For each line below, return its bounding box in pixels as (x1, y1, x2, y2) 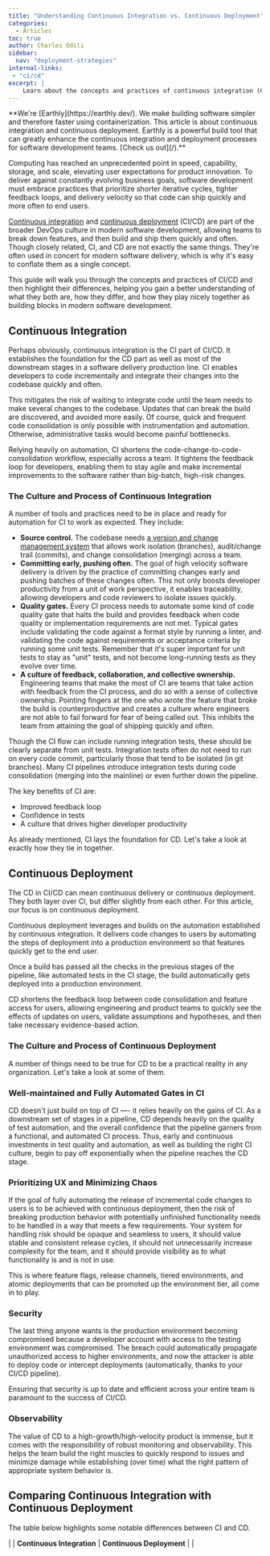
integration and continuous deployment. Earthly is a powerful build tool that (8, 126, 258, 135)
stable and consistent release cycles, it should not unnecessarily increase (8, 1238, 252, 1248)
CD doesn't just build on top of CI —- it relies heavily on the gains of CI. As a (8, 1105, 261, 1115)
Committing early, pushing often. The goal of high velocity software (19, 558, 248, 568)
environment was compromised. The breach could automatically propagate (8, 1343, 257, 1352)
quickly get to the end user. (8, 946, 99, 956)
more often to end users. (8, 201, 90, 211)
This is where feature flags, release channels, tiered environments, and (8, 1270, 243, 1280)
